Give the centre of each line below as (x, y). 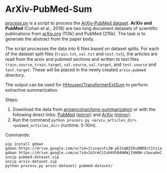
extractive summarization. (32, 90)
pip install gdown (24, 144)
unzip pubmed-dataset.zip (32, 157)
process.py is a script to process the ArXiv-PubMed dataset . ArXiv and (78, 23)
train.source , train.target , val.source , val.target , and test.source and (81, 64)
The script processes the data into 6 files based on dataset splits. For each (82, 48)
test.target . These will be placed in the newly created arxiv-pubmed (76, 70)
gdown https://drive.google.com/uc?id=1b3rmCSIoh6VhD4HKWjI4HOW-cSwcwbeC (84, 153)
